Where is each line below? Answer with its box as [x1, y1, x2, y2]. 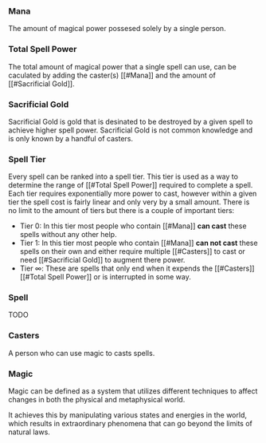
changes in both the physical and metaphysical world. [8, 395, 186, 405]
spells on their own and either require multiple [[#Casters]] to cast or [19, 247, 245, 256]
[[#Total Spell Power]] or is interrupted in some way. [19, 272, 191, 282]
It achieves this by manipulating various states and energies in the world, [8, 410, 247, 420]
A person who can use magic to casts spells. [8, 348, 155, 358]
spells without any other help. [19, 230, 117, 239]
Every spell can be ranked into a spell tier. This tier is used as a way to [8, 172, 239, 181]
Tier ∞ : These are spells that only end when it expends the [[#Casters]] [19, 263, 255, 273]
